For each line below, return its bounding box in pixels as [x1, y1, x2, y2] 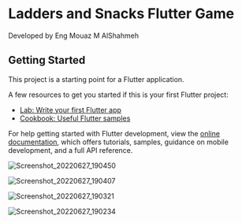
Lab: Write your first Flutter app [19, 105, 122, 114]
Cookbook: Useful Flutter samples [19, 113, 131, 123]
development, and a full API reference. [8, 145, 133, 154]
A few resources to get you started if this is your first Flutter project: [8, 90, 229, 99]
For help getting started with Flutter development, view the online [8, 128, 221, 138]
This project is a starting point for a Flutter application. [8, 74, 184, 84]
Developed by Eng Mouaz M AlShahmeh [8, 31, 140, 40]
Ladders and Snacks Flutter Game [8, 5, 235, 23]
